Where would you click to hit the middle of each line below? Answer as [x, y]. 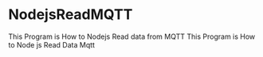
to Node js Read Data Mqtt [52, 44]
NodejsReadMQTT [71, 15]
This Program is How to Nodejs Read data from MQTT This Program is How [132, 36]
